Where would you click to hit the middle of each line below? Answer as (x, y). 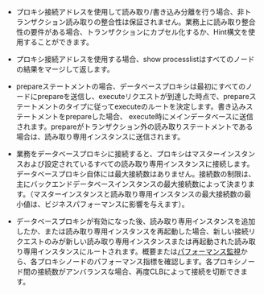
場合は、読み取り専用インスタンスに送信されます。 (100, 137)
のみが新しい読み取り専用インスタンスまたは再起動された (139, 241)
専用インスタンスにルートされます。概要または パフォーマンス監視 (132, 251)
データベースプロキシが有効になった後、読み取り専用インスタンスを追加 (136, 221)
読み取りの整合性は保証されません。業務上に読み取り (154, 22)
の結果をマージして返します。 (65, 69)
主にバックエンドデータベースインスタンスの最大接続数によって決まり (132, 184)
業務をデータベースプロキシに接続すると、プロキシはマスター (118, 154)
